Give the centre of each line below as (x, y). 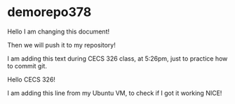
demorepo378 (49, 12)
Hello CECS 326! (32, 79)
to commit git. (27, 66)
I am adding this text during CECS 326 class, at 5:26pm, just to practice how (117, 58)
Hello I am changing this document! (59, 31)
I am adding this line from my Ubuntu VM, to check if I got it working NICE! (115, 93)
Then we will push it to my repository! (61, 45)
